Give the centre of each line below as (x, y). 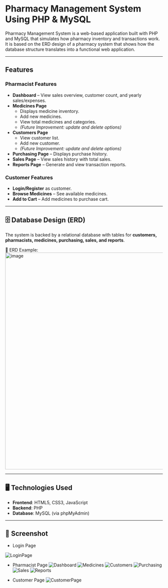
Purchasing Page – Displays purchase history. (60, 154)
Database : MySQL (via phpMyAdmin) (51, 513)
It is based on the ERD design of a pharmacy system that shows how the (80, 44)
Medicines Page (29, 105)
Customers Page (30, 132)
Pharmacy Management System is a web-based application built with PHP (82, 33)
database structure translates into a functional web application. (70, 49)
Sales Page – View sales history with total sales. (62, 159)
